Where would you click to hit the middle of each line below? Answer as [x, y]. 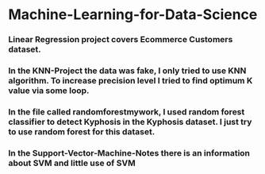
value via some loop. [49, 91]
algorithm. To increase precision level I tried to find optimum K [131, 81]
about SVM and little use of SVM [72, 163]
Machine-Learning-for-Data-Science [133, 15]
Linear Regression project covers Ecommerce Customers [121, 40]
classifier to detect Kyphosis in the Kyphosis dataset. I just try [130, 122]
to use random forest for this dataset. [82, 131]
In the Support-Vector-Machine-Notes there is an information [129, 153]
